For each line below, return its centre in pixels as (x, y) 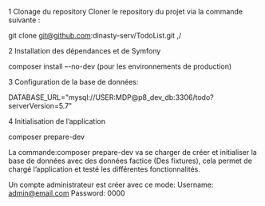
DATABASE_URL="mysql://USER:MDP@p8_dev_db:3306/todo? (111, 97)
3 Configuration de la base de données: (73, 82)
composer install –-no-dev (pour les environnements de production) (120, 66)
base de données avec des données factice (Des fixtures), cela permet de (131, 160)
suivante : (24, 20)
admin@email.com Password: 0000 (67, 193)
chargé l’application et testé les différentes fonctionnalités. (105, 169)
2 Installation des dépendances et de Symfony (85, 51)
